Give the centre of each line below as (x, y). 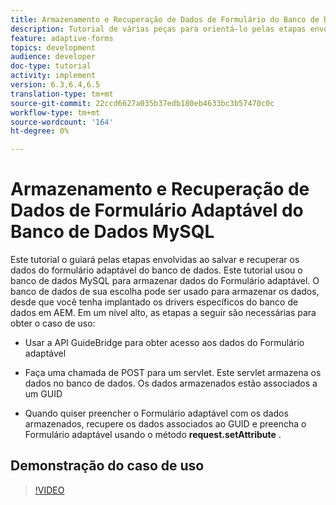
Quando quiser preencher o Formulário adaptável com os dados (156, 413)
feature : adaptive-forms (62, 38)
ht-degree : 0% (40, 131)
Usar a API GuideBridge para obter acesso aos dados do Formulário (164, 343)
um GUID (43, 394)
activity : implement (53, 76)
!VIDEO (49, 490)
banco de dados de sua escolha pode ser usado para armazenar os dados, (165, 292)
